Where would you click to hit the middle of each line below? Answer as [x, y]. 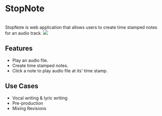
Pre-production [27, 103]
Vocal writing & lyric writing [40, 98]
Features [19, 49]
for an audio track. [24, 33]
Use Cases [22, 86]
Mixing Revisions [29, 108]
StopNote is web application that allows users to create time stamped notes [81, 27]
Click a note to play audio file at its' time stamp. [60, 70]
